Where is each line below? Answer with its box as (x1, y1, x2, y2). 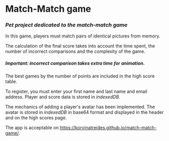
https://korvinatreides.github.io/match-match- (59, 125, 157, 131)
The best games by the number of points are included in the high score (5, 73, 155, 79)
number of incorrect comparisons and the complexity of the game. (5, 48, 146, 54)
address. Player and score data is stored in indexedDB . (5, 94, 120, 100)
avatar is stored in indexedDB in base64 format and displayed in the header (5, 109, 164, 115)
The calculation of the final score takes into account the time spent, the (5, 43, 155, 49)
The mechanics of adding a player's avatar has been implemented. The (5, 104, 155, 110)
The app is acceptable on (5, 125, 59, 131)
